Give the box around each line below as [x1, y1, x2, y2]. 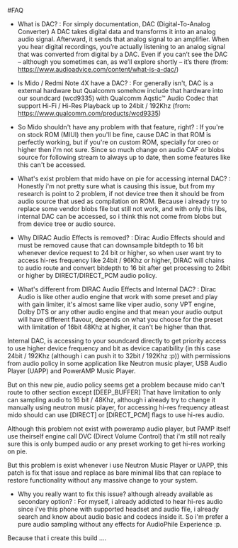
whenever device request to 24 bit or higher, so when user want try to [17, 249, 222, 257]
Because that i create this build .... [7, 534, 107, 542]
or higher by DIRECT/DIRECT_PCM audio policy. [17, 272, 157, 279]
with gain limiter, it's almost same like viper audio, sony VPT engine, [17, 300, 216, 308]
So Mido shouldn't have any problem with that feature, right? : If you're [17, 123, 225, 131]
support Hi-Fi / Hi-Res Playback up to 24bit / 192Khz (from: [17, 102, 191, 109]
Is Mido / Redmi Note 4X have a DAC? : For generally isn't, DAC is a [17, 79, 214, 87]
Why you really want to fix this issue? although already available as [17, 490, 213, 498]
